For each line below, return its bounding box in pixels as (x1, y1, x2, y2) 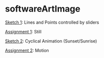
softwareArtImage (5, 3, 81, 14)
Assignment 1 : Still (5, 29, 42, 34)
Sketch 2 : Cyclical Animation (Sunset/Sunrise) (5, 38, 97, 44)
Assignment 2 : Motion (5, 47, 50, 53)
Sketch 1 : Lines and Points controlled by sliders (5, 19, 100, 25)
